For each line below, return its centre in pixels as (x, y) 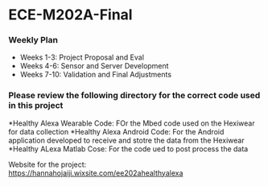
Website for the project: (47, 164)
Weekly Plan (33, 40)
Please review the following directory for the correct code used (134, 96)
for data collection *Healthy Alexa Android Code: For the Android (116, 131)
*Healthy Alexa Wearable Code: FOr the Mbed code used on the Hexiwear (132, 123)
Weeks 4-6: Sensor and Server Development (94, 66)
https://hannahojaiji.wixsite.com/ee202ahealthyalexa (96, 173)
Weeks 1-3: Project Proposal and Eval (82, 57)
